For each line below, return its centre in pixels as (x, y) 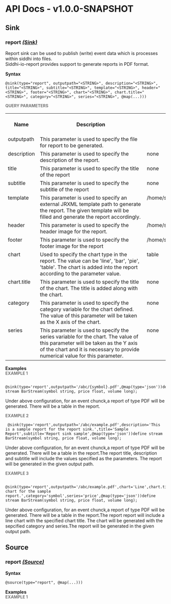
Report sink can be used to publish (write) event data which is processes (82, 53)
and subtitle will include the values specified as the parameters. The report (84, 458)
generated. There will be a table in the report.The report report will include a (85, 515)
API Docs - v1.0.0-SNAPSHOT (69, 9)
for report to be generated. (72, 145)
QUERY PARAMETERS (27, 106)
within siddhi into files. (29, 59)
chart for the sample (28, 491)
